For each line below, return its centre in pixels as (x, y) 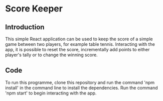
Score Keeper (34, 9)
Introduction (25, 27)
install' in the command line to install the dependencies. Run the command (81, 88)
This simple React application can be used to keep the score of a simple (79, 39)
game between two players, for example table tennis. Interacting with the (80, 44)
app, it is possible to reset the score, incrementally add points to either (78, 50)
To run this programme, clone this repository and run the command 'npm (80, 82)
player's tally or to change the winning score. (52, 55)
